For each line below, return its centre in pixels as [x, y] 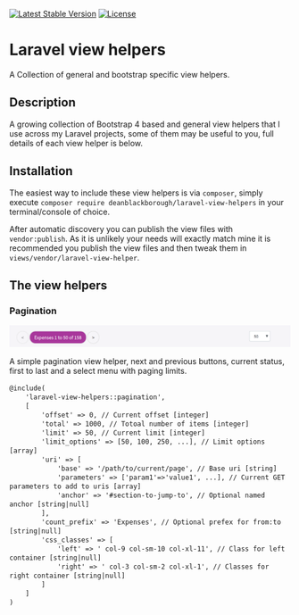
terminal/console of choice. [60, 212]
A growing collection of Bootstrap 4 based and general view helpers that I [145, 124]
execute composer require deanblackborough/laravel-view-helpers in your [146, 202]
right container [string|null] [67, 576]
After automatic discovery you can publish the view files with [121, 229]
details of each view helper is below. [76, 143]
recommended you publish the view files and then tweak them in [128, 248]
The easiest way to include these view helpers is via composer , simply [136, 193]
